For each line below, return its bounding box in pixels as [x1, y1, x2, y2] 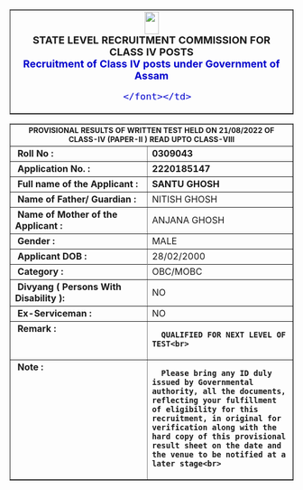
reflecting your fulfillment [151, 395, 277, 405]
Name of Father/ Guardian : [17, 193, 137, 205]
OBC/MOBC [151, 266, 203, 278]
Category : [17, 266, 64, 278]
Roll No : [17, 147, 54, 159]
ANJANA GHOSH [151, 214, 225, 226]
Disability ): [14, 292, 65, 304]
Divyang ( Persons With [17, 280, 122, 293]
